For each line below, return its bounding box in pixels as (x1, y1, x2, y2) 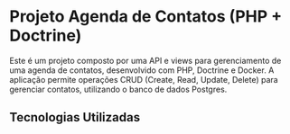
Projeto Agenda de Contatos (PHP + (9, 6, 283, 27)
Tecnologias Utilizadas (9, 110, 141, 125)
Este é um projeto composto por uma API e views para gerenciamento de (9, 55, 282, 66)
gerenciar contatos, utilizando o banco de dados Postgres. (9, 84, 228, 94)
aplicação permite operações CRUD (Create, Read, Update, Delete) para (9, 74, 278, 85)
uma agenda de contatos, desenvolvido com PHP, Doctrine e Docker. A (9, 65, 275, 76)
